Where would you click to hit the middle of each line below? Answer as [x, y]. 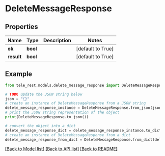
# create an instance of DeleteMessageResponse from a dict [68, 135]
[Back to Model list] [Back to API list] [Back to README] [61, 149]
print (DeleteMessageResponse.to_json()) [47, 117]
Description [57, 40]
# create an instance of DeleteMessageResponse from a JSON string [76, 104]
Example [19, 74]
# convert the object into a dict [41, 126]
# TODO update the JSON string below [44, 94]
